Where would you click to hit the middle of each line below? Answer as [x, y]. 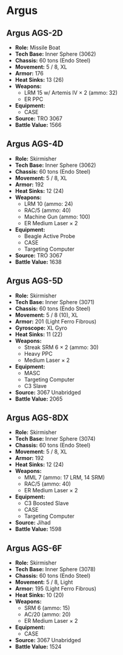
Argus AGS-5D [35, 281]
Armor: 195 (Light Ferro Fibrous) [56, 589]
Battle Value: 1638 [38, 262]
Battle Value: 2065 [39, 399]
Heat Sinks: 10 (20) [39, 595]
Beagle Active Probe [50, 236]
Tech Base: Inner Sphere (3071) [55, 302]
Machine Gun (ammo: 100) [57, 217]
